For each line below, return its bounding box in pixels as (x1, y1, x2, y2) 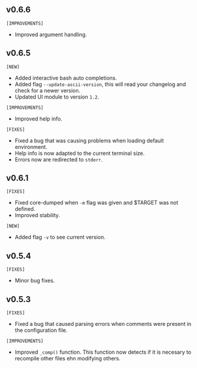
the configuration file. (14, 326, 68, 334)
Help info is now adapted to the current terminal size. (14, 150, 145, 157)
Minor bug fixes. (14, 277, 55, 284)
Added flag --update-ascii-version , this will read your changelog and (14, 80, 186, 88)
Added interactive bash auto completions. (14, 74, 117, 81)
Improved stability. (14, 212, 61, 219)
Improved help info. (14, 115, 63, 122)
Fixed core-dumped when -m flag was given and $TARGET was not (14, 199, 179, 207)
